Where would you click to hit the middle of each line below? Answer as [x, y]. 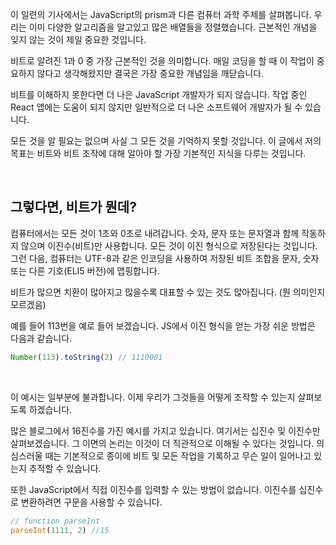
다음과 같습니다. [41, 338]
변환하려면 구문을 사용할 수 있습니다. [91, 502]
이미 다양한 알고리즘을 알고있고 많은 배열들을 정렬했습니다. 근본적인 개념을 [173, 27]
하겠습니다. [50, 409]
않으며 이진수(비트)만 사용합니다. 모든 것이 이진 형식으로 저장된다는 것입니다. [169, 245]
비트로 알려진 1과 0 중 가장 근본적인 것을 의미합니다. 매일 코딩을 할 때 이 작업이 [162, 61]
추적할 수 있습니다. [65, 468]
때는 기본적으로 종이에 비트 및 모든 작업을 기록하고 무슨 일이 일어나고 [178, 455]
